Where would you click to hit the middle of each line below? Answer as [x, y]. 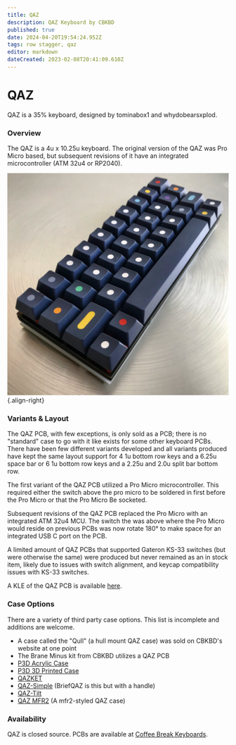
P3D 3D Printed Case [48, 670]
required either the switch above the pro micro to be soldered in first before [117, 493]
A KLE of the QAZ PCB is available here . [65, 586]
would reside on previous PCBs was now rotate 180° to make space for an [114, 529]
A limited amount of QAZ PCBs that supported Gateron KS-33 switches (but [117, 550]
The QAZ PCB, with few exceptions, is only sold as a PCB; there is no [107, 434]
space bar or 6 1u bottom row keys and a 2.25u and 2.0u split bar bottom [113, 464]
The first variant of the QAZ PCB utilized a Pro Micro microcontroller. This [113, 485]
